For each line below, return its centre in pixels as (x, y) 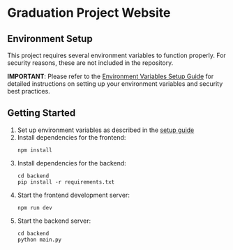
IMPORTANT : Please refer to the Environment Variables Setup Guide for (111, 76)
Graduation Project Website (89, 13)
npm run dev (35, 207)
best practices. (29, 91)
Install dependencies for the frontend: (72, 137)
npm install (35, 150)
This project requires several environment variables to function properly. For (117, 55)
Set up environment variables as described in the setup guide (106, 130)
